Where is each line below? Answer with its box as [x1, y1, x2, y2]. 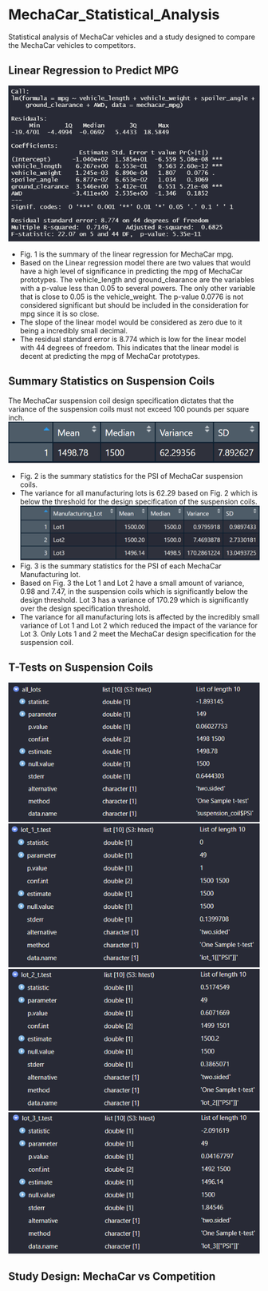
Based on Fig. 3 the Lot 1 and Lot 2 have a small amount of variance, [19, 578, 245, 588]
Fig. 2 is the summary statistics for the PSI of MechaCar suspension [19, 472, 243, 481]
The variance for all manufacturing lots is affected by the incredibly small [19, 612, 260, 621]
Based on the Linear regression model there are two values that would [19, 257, 251, 267]
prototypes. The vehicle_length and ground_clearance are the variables [19, 274, 254, 285]
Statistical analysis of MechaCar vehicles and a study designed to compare [8, 32, 256, 42]
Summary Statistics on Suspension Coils [8, 374, 215, 388]
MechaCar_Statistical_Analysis [8, 6, 220, 24]
